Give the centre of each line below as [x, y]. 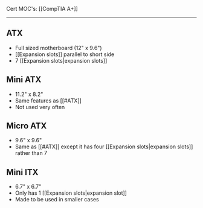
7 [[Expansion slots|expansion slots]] [61, 60]
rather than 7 [31, 153]
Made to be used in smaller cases [57, 200]
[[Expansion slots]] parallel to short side [65, 54]
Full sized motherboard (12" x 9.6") [58, 48]
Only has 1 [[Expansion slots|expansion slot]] [71, 193]
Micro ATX [27, 126]
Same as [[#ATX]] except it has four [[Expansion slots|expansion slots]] [104, 147]
